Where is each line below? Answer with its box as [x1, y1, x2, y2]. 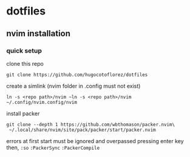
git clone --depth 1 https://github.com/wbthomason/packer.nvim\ [6, 121, 175, 127]
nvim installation [6, 28, 71, 39]
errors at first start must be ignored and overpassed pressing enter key [6, 137, 184, 144]
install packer [6, 110, 40, 117]
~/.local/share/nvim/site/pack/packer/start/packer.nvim [8, 127, 156, 133]
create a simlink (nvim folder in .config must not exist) [6, 82, 141, 89]
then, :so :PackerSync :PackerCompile [6, 144, 100, 151]
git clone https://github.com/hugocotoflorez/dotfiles [6, 71, 148, 78]
